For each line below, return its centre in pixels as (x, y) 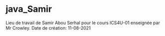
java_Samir (29, 9)
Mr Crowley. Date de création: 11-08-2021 (48, 28)
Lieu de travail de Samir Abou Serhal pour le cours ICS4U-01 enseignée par (83, 23)
